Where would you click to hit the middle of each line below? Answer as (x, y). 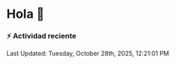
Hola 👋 (25, 14)
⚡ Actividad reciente (42, 36)
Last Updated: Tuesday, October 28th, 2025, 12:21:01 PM (88, 54)
